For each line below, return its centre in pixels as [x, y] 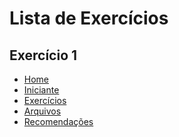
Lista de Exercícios [89, 18]
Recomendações [58, 121]
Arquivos [42, 111]
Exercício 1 [43, 55]
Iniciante [41, 90]
